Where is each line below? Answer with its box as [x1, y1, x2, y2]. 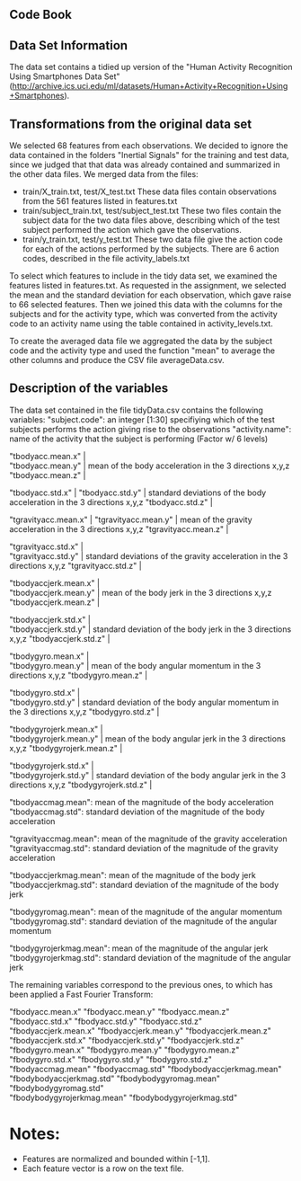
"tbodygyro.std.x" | [9, 687, 81, 697]
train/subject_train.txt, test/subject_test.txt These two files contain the [22, 206, 281, 217]
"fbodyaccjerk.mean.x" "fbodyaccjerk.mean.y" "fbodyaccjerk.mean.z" [9, 1025, 272, 1036]
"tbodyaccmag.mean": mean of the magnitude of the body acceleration [9, 796, 274, 807]
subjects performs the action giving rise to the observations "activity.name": [9, 423, 292, 434]
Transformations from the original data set [9, 116, 252, 131]
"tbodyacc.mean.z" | [9, 469, 86, 480]
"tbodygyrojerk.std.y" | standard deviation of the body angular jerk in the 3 [9, 769, 286, 780]
